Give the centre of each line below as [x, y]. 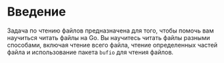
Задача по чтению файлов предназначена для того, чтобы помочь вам [110, 30]
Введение [37, 12]
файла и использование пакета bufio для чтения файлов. [90, 52]
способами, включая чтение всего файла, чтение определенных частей [112, 45]
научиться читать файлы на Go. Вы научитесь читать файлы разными [109, 37]
